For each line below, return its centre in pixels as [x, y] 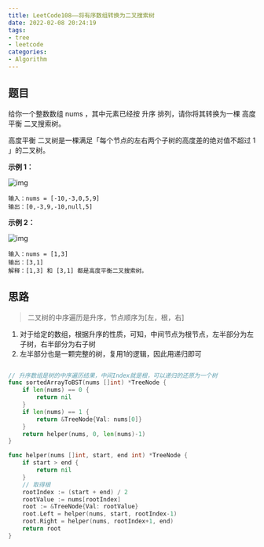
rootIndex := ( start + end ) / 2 [75, 492]
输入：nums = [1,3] [38, 254]
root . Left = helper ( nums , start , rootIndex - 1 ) [100, 514]
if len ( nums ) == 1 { [56, 412]
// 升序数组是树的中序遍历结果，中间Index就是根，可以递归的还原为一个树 [113, 375]
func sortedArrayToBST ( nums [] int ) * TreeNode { [88, 383]
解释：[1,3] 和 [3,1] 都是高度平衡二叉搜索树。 [78, 271]
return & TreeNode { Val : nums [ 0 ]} [90, 419]
